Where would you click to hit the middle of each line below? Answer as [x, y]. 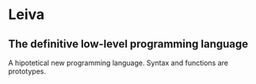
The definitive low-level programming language [128, 44]
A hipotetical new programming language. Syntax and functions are [118, 63]
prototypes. [27, 71]
